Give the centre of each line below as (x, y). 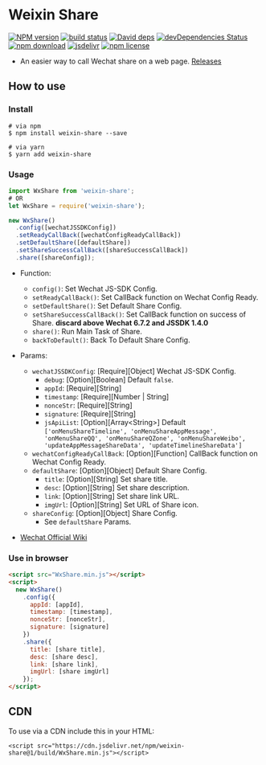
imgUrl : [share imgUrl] (70, 672)
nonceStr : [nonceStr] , (68, 620)
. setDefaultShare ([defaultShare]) (73, 243)
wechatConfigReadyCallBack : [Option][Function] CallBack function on (145, 453)
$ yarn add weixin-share (50, 154)
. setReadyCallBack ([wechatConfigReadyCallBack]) (98, 235)
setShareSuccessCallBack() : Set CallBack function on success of (139, 314)
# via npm (25, 126)
